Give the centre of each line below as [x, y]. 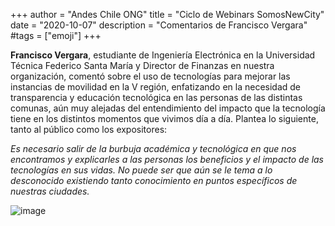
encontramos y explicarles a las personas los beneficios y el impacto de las [167, 159]
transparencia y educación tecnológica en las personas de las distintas [156, 97]
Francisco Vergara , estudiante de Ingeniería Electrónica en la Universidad [163, 55]
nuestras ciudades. [50, 191]
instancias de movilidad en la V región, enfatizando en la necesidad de [156, 87]
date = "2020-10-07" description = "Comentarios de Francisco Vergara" [159, 25]
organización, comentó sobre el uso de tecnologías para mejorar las [150, 76]
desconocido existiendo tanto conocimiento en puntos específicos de [154, 180]
